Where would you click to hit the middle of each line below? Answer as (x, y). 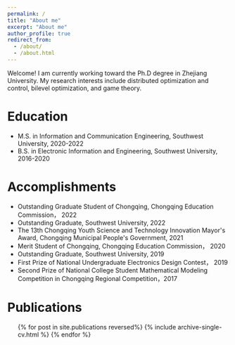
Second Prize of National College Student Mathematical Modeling (113, 270)
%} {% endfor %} (66, 334)
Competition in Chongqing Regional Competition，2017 (97, 278)
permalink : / (26, 14)
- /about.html (34, 54)
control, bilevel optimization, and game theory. (75, 88)
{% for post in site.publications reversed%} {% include (97, 327)
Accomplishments (62, 187)
